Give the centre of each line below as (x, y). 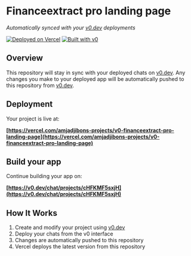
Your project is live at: (33, 119)
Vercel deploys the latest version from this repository (80, 246)
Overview (25, 58)
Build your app (34, 162)
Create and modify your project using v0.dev (70, 228)
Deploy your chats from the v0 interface (64, 234)
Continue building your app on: (44, 176)
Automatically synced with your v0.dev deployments (71, 28)
